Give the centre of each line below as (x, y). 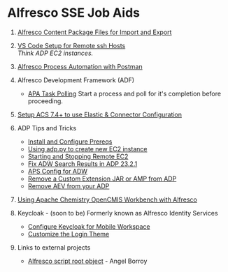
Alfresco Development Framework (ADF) (76, 80)
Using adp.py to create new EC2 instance (87, 149)
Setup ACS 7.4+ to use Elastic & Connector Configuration (100, 114)
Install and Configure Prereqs (70, 142)
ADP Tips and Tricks (47, 128)
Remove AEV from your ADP (69, 186)
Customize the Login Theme (69, 234)
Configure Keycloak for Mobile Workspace (89, 226)
